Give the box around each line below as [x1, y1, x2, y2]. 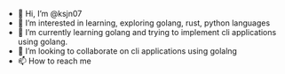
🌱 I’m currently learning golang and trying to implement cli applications [17, 27, 277, 37]
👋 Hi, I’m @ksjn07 [17, 9, 83, 18]
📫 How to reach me [17, 55, 91, 66]
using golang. [17, 36, 68, 47]
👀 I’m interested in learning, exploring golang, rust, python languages [17, 18, 271, 28]
